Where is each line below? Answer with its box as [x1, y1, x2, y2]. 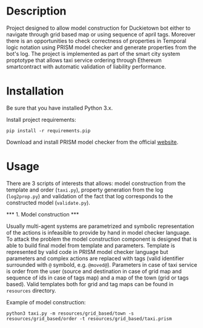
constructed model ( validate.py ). [6, 199, 91, 206]
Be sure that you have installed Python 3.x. [6, 104, 113, 112]
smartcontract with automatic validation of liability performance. [6, 62, 167, 70]
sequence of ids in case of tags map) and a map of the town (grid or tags [6, 274, 189, 281]
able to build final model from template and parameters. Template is [6, 241, 176, 249]
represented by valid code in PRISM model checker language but [6, 248, 168, 255]
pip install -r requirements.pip [6, 127, 91, 134]
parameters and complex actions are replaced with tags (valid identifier [6, 255, 185, 262]
